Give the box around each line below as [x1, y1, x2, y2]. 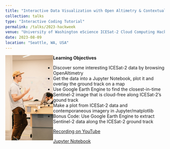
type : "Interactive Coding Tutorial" [5, 19, 85, 24]
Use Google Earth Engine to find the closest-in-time [53, 86, 161, 92]
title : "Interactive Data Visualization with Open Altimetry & [5, 8, 142, 13]
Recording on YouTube [53, 128, 101, 134]
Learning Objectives [53, 55, 97, 61]
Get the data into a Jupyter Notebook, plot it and [53, 75, 154, 81]
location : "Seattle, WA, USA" [5, 41, 69, 46]
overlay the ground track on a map [53, 81, 125, 87]
